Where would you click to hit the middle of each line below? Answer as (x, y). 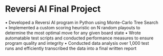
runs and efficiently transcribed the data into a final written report (71, 48)
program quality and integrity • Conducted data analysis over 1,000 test (77, 43)
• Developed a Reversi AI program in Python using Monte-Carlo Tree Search (82, 22)
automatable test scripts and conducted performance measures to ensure (79, 38)
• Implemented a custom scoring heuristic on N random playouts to (73, 27)
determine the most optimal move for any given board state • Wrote (73, 33)
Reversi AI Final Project (53, 9)
